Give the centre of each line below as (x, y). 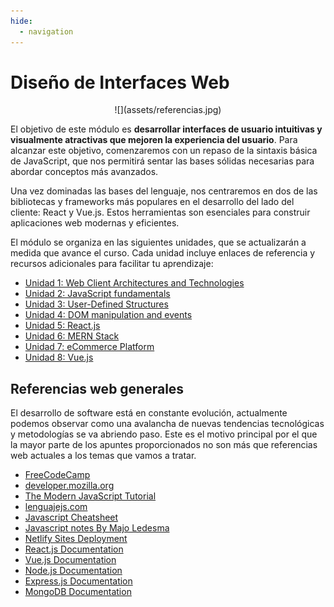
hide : (21, 21)
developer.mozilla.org (69, 486)
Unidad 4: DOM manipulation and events (108, 315)
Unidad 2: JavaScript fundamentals (97, 294)
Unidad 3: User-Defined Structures (96, 304)
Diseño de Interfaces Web (120, 82)
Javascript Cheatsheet (71, 517)
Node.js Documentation (73, 571)
